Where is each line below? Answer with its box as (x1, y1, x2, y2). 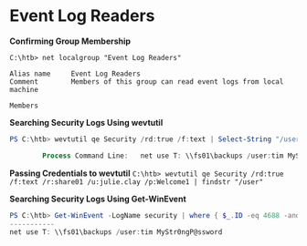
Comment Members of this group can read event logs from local (9, 77, 284, 87)
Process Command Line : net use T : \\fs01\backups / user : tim (42, 151, 284, 160)
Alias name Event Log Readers (9, 69, 142, 78)
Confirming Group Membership (9, 36, 131, 46)
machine (9, 85, 39, 94)
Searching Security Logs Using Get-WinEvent (9, 193, 187, 204)
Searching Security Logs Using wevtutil (9, 117, 164, 128)
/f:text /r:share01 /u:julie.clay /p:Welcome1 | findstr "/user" (9, 177, 263, 187)
